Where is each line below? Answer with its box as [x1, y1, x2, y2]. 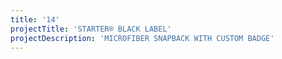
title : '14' [10, 14, 60, 25]
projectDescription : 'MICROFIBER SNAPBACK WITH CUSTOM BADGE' [10, 33, 275, 43]
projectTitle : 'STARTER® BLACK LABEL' [10, 24, 172, 34]
